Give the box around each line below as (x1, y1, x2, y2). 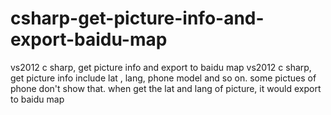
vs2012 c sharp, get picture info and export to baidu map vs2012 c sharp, (10, 61, 312, 73)
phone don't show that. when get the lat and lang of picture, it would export (10, 82, 322, 94)
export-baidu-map (10, 28, 168, 51)
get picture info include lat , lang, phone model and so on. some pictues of (10, 72, 317, 84)
